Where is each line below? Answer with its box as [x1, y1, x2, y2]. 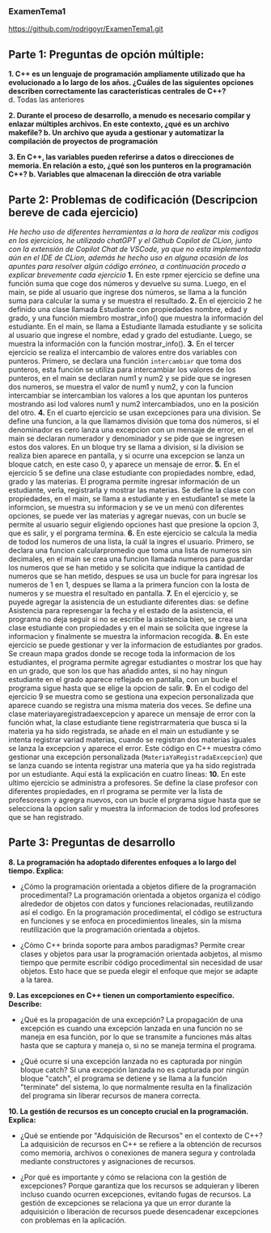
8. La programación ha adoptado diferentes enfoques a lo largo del [8, 857, 237, 867]
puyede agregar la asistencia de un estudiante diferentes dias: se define [8, 597, 249, 607]
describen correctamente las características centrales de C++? [8, 87, 227, 96]
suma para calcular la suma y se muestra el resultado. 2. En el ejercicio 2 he [8, 296, 263, 305]
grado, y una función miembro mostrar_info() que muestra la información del [8, 313, 264, 322]
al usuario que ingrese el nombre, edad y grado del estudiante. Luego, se [8, 330, 252, 339]
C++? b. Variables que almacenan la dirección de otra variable [8, 169, 222, 179]
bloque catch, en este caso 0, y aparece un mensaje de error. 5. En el [8, 459, 240, 469]
